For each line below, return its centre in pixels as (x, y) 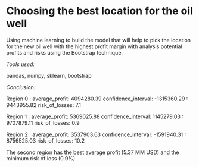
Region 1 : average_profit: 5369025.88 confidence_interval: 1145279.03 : (95, 116)
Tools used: (20, 64)
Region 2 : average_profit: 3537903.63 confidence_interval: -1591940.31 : (96, 134)
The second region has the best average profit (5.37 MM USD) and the (93, 152)
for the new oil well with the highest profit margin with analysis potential (94, 46)
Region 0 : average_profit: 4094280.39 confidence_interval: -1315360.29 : (97, 99)
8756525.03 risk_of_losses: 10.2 (46, 140)
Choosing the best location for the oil (100, 11)
